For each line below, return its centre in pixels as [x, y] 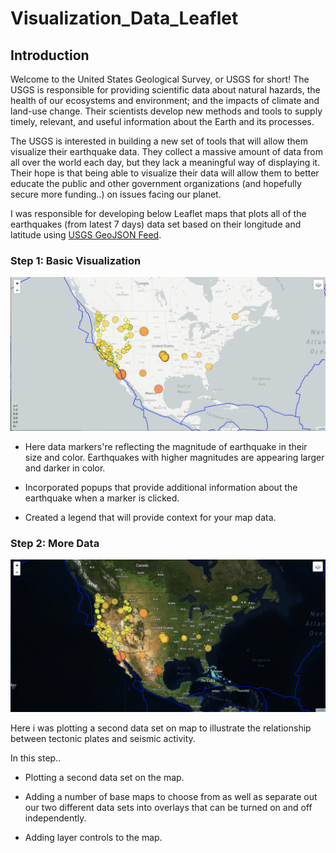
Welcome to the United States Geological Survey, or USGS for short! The [160, 79]
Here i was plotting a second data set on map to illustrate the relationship [161, 728]
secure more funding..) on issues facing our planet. [116, 194]
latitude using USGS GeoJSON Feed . [86, 235]
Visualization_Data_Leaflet [124, 18]
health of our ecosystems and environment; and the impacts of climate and [165, 100]
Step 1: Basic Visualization [76, 260]
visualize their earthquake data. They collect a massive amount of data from [166, 151]
